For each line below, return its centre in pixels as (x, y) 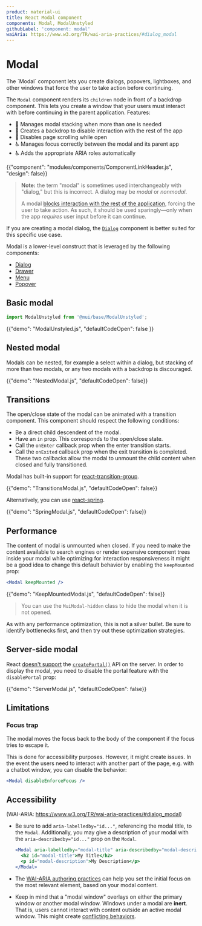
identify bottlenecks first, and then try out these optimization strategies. (96, 631)
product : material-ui (34, 12)
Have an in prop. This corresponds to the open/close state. (89, 439)
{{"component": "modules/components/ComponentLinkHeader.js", (90, 167)
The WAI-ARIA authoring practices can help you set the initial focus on (103, 879)
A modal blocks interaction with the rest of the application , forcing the (108, 203)
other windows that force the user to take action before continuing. (90, 88)
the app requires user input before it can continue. (84, 217)
